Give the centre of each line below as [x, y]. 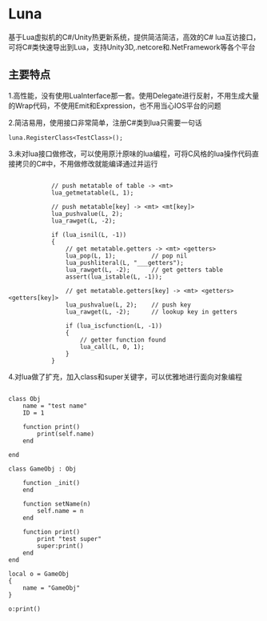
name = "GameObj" [52, 588]
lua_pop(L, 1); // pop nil [126, 256]
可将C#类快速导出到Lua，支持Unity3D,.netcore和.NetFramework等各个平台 [132, 47]
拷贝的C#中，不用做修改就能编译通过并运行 [86, 163]
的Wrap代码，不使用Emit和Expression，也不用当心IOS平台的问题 [115, 106]
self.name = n [60, 511]
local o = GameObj [39, 574]
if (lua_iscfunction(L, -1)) [114, 326]
